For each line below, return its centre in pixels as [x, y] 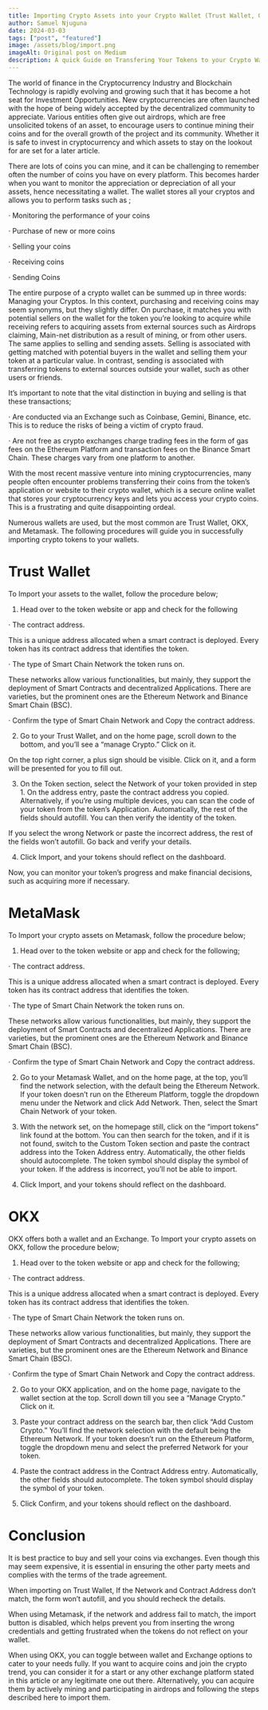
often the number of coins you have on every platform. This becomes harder [134, 174]
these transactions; [40, 401]
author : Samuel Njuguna [48, 23]
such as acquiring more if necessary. [69, 881]
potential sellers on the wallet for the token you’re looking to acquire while [130, 318]
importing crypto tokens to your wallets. [74, 539]
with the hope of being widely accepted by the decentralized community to [132, 108]
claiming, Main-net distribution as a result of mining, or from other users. [128, 335]
